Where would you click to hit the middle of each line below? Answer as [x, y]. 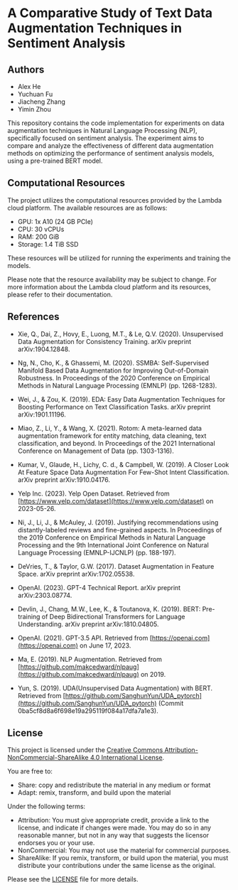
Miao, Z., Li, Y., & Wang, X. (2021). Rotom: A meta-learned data [110, 428]
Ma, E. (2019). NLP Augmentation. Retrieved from [90, 659]
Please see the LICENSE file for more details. [73, 879]
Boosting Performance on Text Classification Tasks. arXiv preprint [114, 407]
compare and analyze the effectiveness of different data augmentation [111, 146]
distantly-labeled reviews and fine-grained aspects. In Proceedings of [120, 530]
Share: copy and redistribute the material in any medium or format [114, 785]
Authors [26, 69]
